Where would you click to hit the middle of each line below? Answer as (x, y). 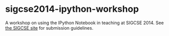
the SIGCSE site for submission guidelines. (49, 28)
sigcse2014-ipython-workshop (72, 9)
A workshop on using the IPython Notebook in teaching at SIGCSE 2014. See (84, 23)
